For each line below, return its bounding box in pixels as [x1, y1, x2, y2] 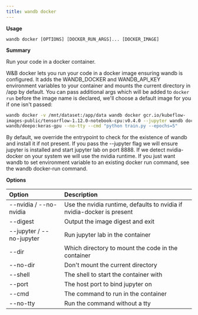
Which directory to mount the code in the [64, 244, 178, 252]
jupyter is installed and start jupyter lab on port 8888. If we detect [6, 146, 166, 153]
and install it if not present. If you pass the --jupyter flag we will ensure [6, 140, 178, 147]
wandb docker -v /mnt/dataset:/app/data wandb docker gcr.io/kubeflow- [6, 112, 186, 118]
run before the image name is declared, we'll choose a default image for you [6, 94, 192, 101]
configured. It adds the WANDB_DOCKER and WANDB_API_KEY [6, 76, 161, 83]
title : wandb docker [6, 8, 57, 15]
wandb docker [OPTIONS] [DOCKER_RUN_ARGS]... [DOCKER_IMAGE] [6, 36, 160, 42]
